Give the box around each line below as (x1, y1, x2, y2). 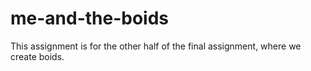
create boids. (10, 50, 65, 62)
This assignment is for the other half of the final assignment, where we (10, 40, 302, 52)
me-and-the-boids (10, 7, 170, 30)
